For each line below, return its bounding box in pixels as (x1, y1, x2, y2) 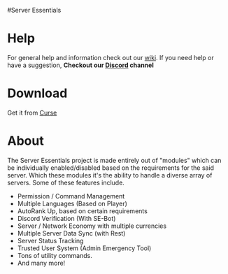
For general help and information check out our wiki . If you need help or (7, 53, 215, 62)
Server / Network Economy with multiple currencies (17, 222, 166, 230)
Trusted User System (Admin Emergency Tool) (17, 244, 152, 252)
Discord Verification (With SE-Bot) (17, 214, 116, 222)
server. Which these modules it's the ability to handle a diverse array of (7, 171, 213, 179)
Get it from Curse (7, 108, 57, 117)
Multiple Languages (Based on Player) (17, 199, 128, 208)
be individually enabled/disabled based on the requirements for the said (7, 164, 215, 172)
